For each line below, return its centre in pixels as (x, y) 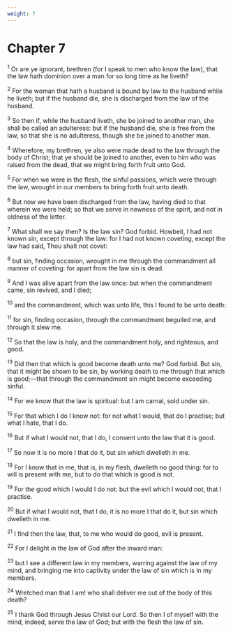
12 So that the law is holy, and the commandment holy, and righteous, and (113, 341)
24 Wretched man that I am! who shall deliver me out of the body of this (110, 592)
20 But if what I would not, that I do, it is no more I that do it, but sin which (113, 511)
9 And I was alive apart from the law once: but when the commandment (110, 282)
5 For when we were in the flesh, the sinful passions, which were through (112, 179)
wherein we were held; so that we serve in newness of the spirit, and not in (115, 209)
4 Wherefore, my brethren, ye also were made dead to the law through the (114, 150)
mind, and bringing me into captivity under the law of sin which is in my (110, 570)
